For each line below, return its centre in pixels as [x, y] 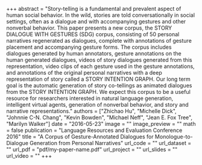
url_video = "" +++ [29, 156]
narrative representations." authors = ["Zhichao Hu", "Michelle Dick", [91, 111]
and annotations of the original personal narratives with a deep [84, 73]
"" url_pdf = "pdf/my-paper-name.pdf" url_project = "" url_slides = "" [92, 149]
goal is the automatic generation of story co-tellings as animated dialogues [99, 86]
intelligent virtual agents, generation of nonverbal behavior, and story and [97, 104]
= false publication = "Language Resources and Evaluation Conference [94, 130]
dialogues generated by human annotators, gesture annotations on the [94, 53]
